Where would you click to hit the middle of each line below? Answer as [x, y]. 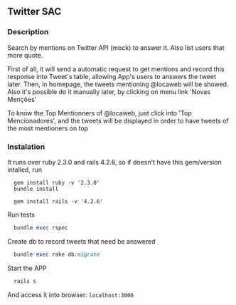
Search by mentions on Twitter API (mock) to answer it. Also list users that [116, 47]
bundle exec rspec [41, 227]
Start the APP [27, 268]
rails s [25, 281]
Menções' [22, 99]
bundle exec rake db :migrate [57, 254]
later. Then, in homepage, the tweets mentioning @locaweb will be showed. [118, 84]
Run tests [21, 214]
